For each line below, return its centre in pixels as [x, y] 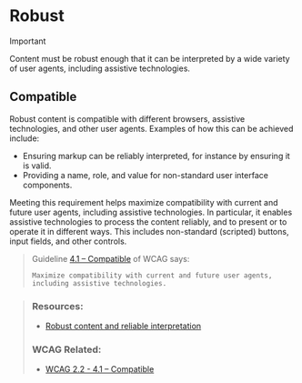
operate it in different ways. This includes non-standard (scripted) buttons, [149, 231]
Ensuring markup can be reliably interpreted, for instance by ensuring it [156, 156]
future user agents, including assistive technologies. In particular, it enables [151, 212]
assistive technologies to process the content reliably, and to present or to [148, 222]
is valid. [37, 166]
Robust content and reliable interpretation [123, 326]
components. [47, 185]
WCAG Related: [66, 349]
